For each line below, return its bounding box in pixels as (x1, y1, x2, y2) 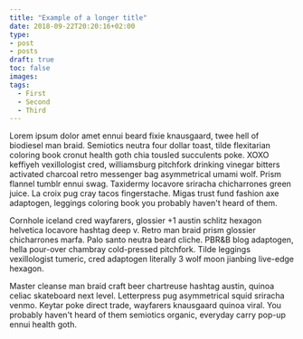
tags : (9, 80, 30, 89)
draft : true (9, 55, 54, 64)
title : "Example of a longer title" (9, 13, 147, 23)
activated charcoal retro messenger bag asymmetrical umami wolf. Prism (9, 169, 282, 180)
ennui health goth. (9, 319, 78, 330)
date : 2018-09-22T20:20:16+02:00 (9, 22, 136, 31)
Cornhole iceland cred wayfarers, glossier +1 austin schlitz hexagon (9, 215, 262, 226)
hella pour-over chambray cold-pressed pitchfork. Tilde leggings (9, 244, 251, 255)
